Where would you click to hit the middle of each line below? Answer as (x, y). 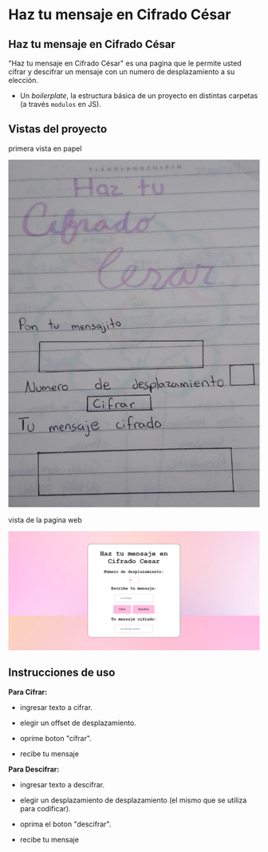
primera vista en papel (45, 148)
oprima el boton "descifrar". (65, 824)
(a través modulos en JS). (60, 104)
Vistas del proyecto (58, 129)
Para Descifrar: (34, 769)
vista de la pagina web (45, 519)
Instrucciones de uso (62, 673)
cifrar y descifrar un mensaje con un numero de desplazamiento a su (122, 72)
